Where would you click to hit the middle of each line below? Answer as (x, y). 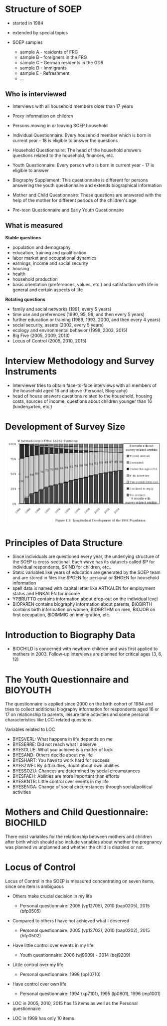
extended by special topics (40, 32)
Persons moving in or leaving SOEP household (60, 125)
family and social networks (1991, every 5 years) (62, 309)
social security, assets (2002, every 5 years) (58, 325)
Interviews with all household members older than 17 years (73, 106)
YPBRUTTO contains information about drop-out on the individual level (85, 599)
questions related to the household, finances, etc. (63, 155)
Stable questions (23, 237)
